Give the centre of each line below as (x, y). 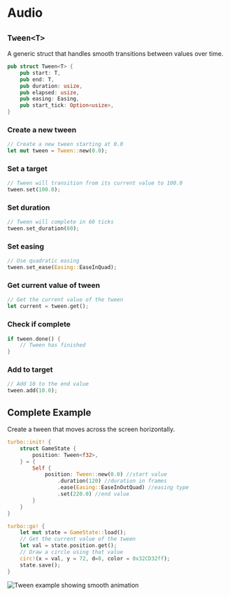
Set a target (27, 168)
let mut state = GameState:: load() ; (73, 532)
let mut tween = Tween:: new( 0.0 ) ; (58, 151)
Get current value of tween (54, 286)
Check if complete (39, 324)
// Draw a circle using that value (72, 552)
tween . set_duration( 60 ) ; (43, 228)
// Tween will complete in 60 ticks (60, 222)
